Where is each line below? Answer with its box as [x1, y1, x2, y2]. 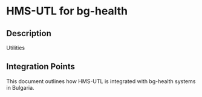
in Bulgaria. [6, 84, 34, 91]
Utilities [6, 44, 25, 51]
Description [6, 28, 51, 39]
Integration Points [6, 61, 76, 72]
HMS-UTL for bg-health [6, 4, 128, 18]
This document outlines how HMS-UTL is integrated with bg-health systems [6, 77, 196, 85]
